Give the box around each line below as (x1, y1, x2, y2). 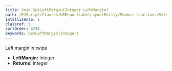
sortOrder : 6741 (5, 26, 40, 31)
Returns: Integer (12, 60, 48, 66)
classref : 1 (5, 21, 31, 27)
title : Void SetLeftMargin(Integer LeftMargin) (5, 7, 109, 13)
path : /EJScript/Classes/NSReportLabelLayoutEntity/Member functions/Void (5, 12, 168, 17)
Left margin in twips (5, 45, 47, 51)
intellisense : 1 (5, 17, 40, 22)
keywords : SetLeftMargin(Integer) (5, 31, 79, 36)
